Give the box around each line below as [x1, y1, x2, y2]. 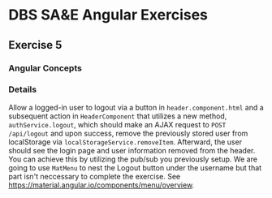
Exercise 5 [8, 38, 63, 52]
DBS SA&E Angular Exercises [8, 6, 209, 24]
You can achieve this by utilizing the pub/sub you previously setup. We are [8, 154, 258, 164]
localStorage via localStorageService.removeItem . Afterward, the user [8, 136, 242, 147]
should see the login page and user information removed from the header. [8, 145, 256, 155]
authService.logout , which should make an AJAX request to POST [8, 119, 227, 129]
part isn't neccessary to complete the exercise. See [8, 171, 181, 181]
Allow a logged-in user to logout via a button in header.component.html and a [8, 102, 264, 112]
